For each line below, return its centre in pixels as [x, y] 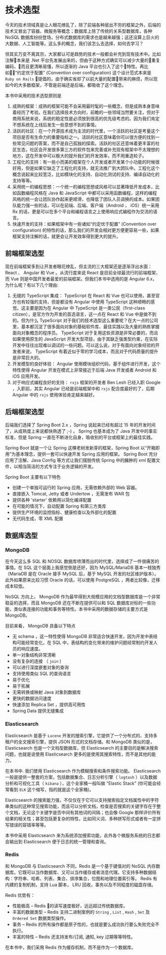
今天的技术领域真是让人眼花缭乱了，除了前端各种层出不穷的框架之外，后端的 [83, 25]
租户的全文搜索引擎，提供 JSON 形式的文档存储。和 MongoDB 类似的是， [80, 742]
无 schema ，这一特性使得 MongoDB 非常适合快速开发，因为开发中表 [83, 637]
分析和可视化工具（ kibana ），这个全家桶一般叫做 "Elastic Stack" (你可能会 [81, 783]
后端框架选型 [25, 412]
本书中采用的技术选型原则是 [33, 95]
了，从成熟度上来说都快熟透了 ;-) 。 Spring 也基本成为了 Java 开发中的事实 [81, 431]
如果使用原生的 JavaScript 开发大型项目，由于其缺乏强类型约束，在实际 [85, 339]
